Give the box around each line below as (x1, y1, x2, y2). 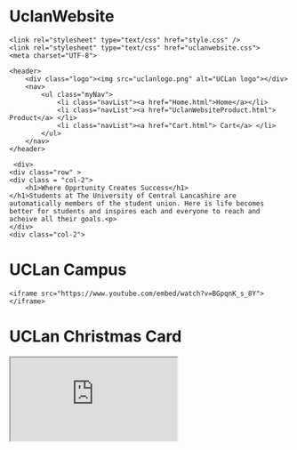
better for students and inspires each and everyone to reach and (9, 206, 261, 215)
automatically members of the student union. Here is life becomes (9, 198, 265, 208)
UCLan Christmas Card (9, 326, 182, 347)
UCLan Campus (9, 260, 127, 280)
